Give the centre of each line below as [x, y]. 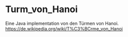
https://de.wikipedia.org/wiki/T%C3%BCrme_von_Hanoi [64, 28]
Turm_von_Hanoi [42, 9]
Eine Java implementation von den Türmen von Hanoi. [62, 23]
